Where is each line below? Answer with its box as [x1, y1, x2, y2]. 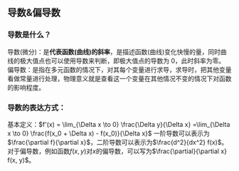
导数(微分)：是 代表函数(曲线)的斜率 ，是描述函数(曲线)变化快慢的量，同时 [7, 47, 221, 56]
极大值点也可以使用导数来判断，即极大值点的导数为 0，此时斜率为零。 [19, 56, 225, 65]
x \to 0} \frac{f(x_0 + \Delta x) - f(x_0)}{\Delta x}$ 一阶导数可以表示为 [7, 129, 210, 138]
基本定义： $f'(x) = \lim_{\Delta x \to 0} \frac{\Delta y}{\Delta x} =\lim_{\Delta [7, 120, 230, 128]
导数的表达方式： [7, 103, 66, 113]
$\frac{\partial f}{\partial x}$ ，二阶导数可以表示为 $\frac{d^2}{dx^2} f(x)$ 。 [7, 138, 228, 146]
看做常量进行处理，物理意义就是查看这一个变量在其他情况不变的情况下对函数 [7, 74, 232, 83]
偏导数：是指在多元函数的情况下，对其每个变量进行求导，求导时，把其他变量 [7, 65, 232, 73]
